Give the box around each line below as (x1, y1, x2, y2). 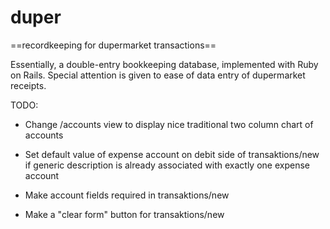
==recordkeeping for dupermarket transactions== (10, 39, 217, 51)
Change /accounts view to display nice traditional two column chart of (24, 118, 314, 130)
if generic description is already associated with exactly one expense (24, 159, 310, 171)
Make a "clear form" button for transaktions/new (24, 208, 225, 220)
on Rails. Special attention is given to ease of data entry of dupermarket (10, 69, 306, 81)
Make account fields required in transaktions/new (24, 189, 230, 201)
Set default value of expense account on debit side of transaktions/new (24, 148, 320, 160)
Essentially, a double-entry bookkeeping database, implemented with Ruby (10, 58, 319, 70)
